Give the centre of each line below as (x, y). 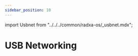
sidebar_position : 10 (28, 10)
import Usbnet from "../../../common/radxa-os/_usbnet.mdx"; (69, 25)
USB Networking (41, 45)
